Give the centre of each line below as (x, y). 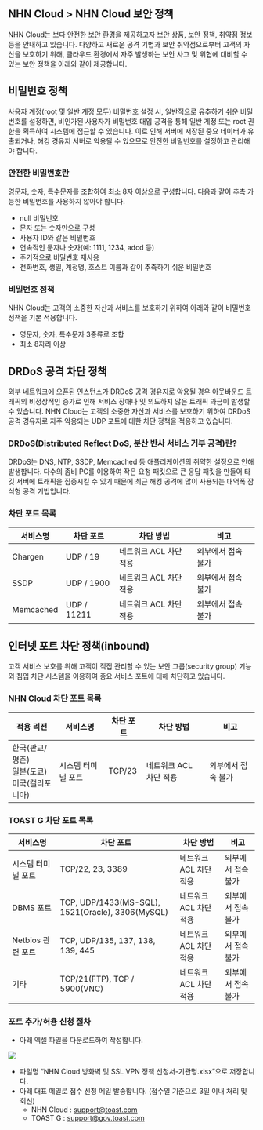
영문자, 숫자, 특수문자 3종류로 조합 (72, 334)
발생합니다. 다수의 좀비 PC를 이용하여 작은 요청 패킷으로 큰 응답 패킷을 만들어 (125, 472)
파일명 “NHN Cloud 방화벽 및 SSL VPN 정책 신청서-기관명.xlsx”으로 (124, 1072)
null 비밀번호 (39, 217)
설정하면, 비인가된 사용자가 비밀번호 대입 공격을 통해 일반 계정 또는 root (137, 121)
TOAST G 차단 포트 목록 (51, 820)
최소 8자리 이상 (43, 344)
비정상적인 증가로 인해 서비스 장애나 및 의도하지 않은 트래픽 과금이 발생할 (139, 402)
